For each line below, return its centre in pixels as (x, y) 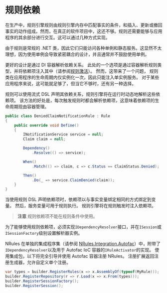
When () (30, 162)
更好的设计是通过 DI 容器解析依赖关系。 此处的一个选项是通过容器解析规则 (81, 65)
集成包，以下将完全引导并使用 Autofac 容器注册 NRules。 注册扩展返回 (82, 256)
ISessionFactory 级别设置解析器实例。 (44, 233)
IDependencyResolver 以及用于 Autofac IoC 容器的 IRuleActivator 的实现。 (80, 250)
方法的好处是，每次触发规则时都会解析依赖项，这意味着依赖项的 (89, 100)
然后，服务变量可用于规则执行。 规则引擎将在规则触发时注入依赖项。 (85, 206)
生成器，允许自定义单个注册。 (40, 263)
